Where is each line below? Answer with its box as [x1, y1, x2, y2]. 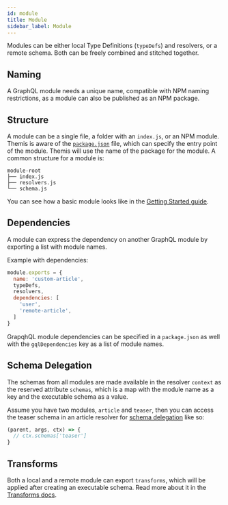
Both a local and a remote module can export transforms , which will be [7, 476, 206, 484]
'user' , [19, 301, 41, 308]
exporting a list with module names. [7, 243, 107, 251]
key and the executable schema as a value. [7, 392, 128, 401]
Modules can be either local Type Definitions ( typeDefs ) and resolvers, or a [7, 42, 218, 50]
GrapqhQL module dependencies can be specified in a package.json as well [7, 332, 220, 341]
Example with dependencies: [7, 256, 89, 264]
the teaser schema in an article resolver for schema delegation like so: [7, 412, 205, 421]
